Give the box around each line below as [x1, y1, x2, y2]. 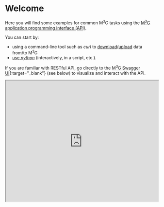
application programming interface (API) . [5, 25, 87, 31]
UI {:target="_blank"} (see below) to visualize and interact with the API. [5, 70, 146, 76]
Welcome [5, 3, 44, 14]
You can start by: [5, 34, 39, 40]
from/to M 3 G [12, 49, 38, 56]
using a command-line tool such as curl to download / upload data [12, 44, 143, 49]
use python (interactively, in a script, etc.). [12, 55, 97, 61]
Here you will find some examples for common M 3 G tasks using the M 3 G [5, 19, 150, 26]
